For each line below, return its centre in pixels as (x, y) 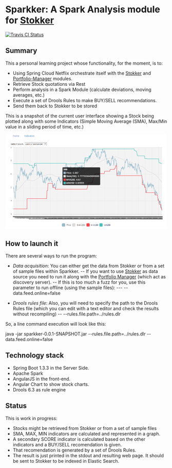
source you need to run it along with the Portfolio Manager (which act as (89, 277)
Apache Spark (28, 373)
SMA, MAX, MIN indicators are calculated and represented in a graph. (87, 434)
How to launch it (32, 243)
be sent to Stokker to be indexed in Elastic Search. (66, 461)
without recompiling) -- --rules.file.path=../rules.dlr (67, 314)
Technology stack (35, 355)
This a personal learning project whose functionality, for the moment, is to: (84, 63)
